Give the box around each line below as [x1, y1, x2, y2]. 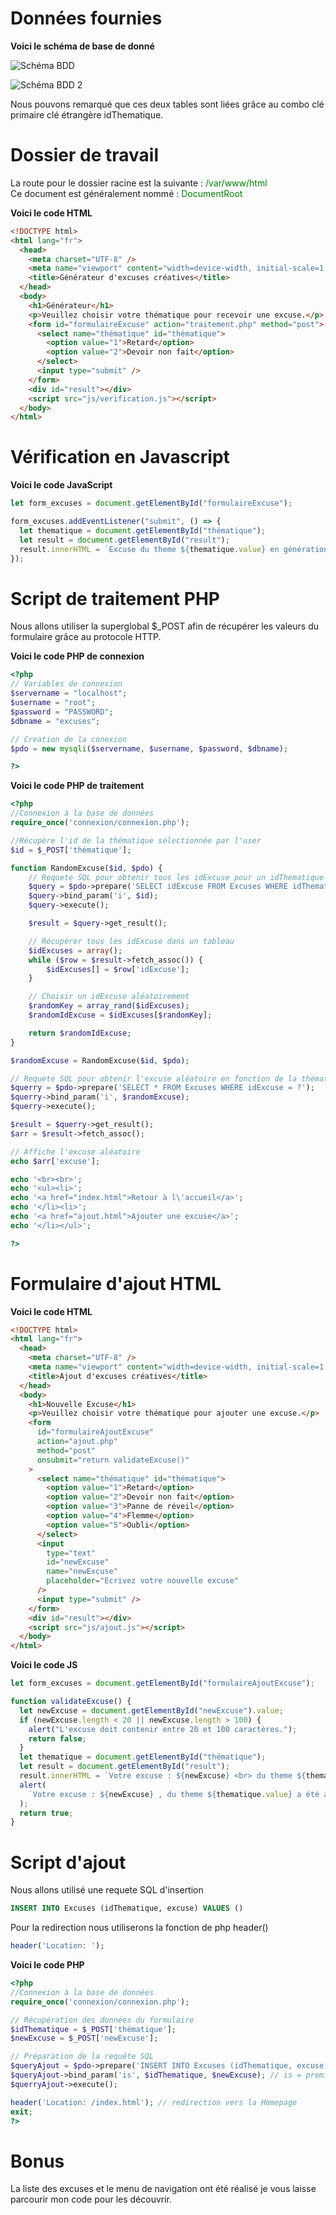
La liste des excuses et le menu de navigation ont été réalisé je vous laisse [10, 2183, 317, 2195]
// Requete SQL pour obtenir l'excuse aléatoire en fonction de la [10, 1073, 298, 1084]
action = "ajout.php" [36, 1437, 118, 1447]
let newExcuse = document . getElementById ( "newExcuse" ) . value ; [19, 1705, 284, 1716]
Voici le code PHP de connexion [10, 650, 145, 662]
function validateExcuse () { [10, 1697, 132, 1707]
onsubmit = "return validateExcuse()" [36, 1455, 190, 1465]
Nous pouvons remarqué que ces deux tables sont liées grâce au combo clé [10, 98, 325, 110]
